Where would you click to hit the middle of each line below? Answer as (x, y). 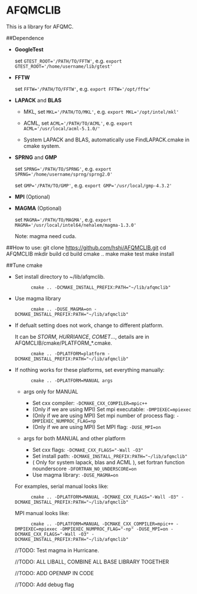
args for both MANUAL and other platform (74, 438)
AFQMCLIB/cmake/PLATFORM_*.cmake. (63, 343)
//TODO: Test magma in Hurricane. (57, 550)
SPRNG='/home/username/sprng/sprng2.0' (64, 174)
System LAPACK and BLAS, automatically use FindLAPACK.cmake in (106, 140)
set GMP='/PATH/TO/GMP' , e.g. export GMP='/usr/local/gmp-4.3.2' (93, 185)
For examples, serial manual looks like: (62, 486)
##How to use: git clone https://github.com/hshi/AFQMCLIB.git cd (86, 247)
